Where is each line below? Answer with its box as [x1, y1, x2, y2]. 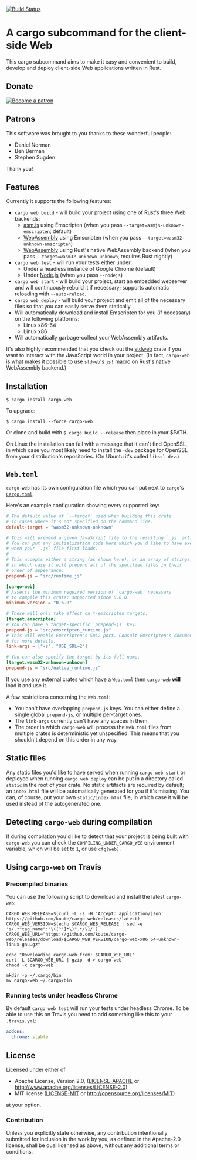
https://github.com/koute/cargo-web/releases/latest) [6, 916, 141, 922]
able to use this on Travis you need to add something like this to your [6, 1011, 172, 1018]
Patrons [6, 114, 35, 124]
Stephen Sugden [14, 154, 56, 161]
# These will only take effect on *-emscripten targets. [6, 611, 148, 617]
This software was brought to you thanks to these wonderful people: [6, 129, 172, 137]
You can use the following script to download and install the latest [6, 893, 165, 900]
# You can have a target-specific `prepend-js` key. [6, 621, 138, 627]
